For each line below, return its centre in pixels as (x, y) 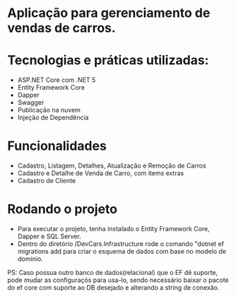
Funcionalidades (57, 146)
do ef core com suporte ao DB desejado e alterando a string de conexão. (113, 287)
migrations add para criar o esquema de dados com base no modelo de (122, 251)
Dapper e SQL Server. (49, 236)
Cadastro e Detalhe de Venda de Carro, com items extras (101, 173)
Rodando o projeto (63, 209)
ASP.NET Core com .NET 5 (57, 80)
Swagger (31, 102)
